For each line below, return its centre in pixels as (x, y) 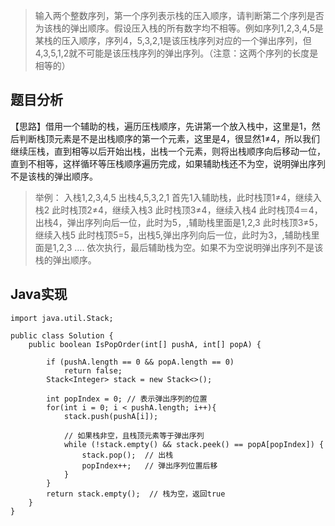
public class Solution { (62, 335)
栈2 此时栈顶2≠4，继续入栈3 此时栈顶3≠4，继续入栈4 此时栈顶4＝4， (178, 210)
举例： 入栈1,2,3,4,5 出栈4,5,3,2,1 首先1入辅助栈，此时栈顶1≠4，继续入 (178, 197)
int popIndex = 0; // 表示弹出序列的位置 (127, 399)
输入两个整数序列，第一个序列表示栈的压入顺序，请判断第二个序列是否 (179, 15)
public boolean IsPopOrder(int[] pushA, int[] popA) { (145, 344)
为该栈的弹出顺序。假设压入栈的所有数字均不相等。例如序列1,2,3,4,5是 (179, 28)
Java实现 (39, 294)
